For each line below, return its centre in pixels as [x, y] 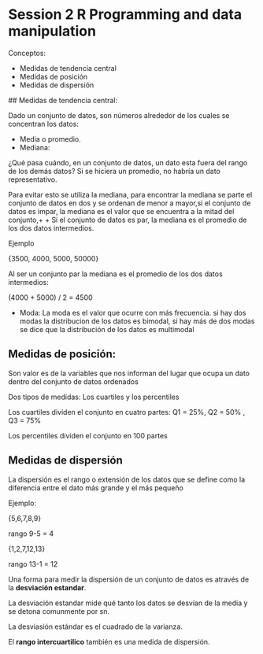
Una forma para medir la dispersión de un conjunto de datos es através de [129, 579]
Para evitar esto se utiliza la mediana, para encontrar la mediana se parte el [130, 194]
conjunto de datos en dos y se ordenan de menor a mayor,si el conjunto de [130, 203]
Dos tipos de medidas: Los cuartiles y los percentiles [94, 397]
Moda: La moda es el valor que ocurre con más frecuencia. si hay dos [133, 312]
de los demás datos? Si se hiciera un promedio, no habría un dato [114, 171]
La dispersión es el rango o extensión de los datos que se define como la [127, 479]
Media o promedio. [50, 139]
